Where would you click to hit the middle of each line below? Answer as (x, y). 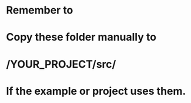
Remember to (40, 10)
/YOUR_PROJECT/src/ (61, 64)
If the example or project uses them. (96, 91)
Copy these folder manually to (81, 37)
